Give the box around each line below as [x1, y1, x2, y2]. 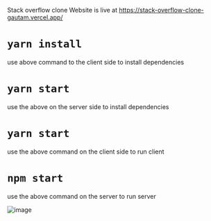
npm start [7, 172, 64, 185]
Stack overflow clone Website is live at [7, 6, 118, 14]
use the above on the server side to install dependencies [7, 102, 169, 110]
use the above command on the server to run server [7, 192, 156, 200]
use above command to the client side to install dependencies [7, 58, 185, 66]
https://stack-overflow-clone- [119, 6, 205, 14]
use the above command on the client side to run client [7, 147, 164, 156]
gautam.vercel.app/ [7, 13, 63, 22]
